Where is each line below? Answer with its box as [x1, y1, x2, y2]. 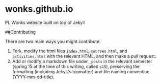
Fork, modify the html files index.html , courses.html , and [12, 48, 128, 54]
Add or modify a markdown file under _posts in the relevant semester [12, 58, 153, 64]
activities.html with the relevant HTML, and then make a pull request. [12, 53, 156, 59]
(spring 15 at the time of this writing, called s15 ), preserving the [12, 63, 140, 69]
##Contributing [5, 29, 36, 35]
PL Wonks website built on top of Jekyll [5, 20, 85, 25]
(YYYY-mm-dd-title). [12, 74, 54, 80]
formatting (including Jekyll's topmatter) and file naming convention [12, 68, 150, 74]
